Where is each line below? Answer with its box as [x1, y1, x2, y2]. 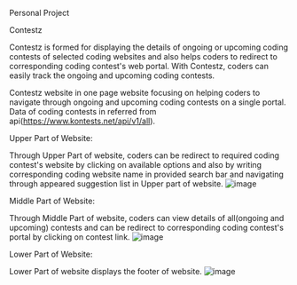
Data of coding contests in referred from [9, 107, 157, 116]
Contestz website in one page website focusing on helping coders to [9, 88, 261, 98]
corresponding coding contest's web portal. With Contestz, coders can [9, 61, 269, 71]
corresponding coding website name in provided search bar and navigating [9, 169, 284, 179]
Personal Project [9, 8, 70, 18]
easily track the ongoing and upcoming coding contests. [9, 70, 215, 81]
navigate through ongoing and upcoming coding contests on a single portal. [9, 97, 286, 107]
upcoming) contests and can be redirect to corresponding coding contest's [9, 222, 284, 233]
